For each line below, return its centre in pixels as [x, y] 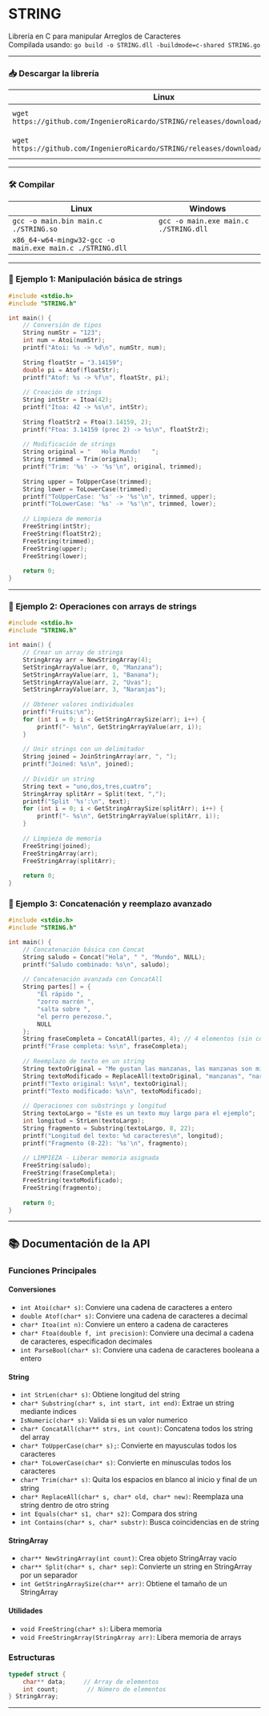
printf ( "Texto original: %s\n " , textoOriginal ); [105, 1083]
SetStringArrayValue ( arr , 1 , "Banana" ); [91, 675]
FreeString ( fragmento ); [62, 1188]
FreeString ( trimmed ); [58, 541]
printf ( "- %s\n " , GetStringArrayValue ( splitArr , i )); [128, 816]
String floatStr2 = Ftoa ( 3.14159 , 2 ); [87, 422]
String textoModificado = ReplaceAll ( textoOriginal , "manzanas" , [134, 1076]
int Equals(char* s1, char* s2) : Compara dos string [108, 1513]
